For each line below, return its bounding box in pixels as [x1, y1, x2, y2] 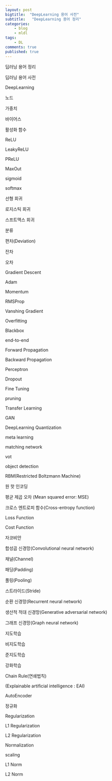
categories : [5, 21, 30, 27]
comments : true [5, 45, 37, 50]
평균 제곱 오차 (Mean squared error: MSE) [5, 494, 89, 500]
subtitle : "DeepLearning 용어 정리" [5, 17, 82, 22]
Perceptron [5, 366, 28, 372]
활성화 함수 [5, 126, 27, 133]
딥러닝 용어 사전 [5, 74, 36, 80]
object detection [5, 463, 39, 469]
